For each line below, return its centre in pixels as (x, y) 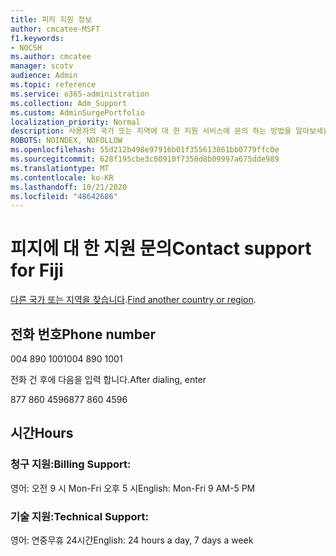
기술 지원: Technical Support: (79, 516)
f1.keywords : (37, 38)
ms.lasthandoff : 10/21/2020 (69, 187)
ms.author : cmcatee (51, 57)
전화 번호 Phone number (83, 334)
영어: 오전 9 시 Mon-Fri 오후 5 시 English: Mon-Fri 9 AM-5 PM (133, 488)
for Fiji (37, 270)
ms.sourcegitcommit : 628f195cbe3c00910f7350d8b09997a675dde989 (145, 159)
